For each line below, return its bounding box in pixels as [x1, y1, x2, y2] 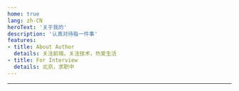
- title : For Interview [7, 57, 78, 64]
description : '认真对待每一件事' [7, 30, 98, 38]
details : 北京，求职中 [14, 63, 75, 70]
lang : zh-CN [7, 17, 43, 24]
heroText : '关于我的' [7, 23, 68, 31]
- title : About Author [7, 43, 75, 50]
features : [7, 37, 37, 44]
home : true [7, 10, 40, 18]
